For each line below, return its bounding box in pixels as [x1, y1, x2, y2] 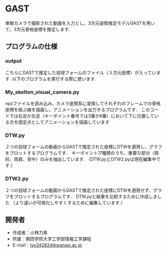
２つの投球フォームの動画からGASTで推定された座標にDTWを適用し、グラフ [5, 144, 163, 150]
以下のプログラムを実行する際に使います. [11, 76, 96, 82]
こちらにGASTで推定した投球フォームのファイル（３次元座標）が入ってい [5, 69, 157, 75]
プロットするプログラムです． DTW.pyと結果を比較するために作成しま [13, 193, 158, 199]
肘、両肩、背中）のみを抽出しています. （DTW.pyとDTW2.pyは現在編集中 [5, 156, 157, 162]
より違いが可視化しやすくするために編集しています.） [14, 200, 126, 206]
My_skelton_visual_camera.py [5, 88, 80, 95]
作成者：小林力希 [12, 230, 48, 236]
